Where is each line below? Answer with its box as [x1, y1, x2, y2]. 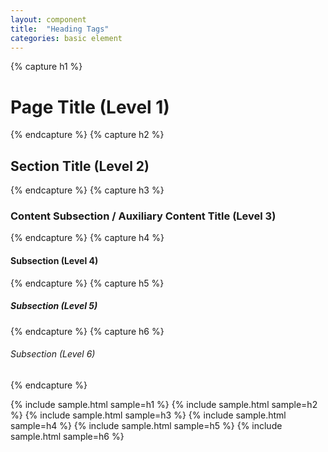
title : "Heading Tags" [10, 24, 110, 34]
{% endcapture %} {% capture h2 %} [10, 129, 165, 141]
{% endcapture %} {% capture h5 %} [10, 277, 165, 289]
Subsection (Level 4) [10, 255, 99, 267]
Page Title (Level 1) [10, 96, 170, 118]
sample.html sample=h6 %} [10, 430, 125, 442]
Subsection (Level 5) [10, 300, 98, 312]
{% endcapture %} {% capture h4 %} [10, 232, 165, 244]
